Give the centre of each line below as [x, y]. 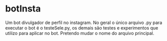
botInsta [23, 9]
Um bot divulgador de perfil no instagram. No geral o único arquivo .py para [84, 22]
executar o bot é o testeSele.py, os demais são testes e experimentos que [82, 27]
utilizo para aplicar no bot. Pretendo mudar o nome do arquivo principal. [80, 33]
